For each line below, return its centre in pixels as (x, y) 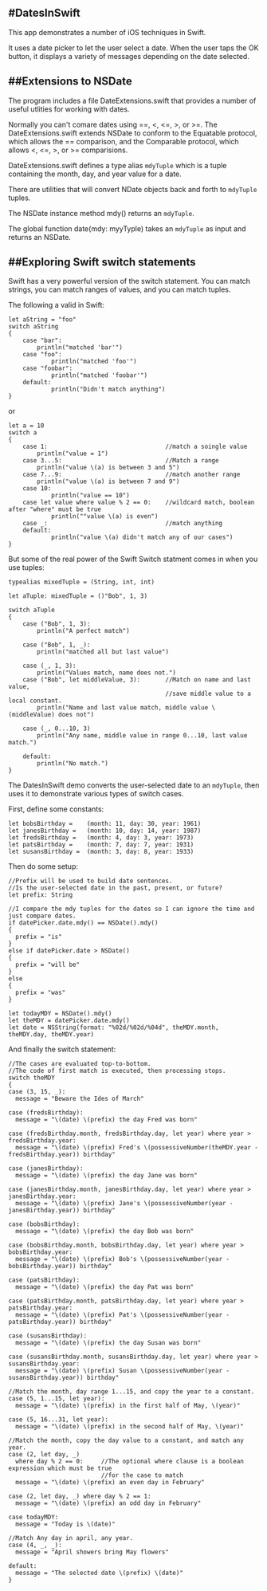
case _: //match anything (123, 524)
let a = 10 (26, 426)
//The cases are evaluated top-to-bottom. (80, 1064)
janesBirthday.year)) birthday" (62, 1211)
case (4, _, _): (35, 1546)
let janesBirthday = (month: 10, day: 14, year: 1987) (105, 831)
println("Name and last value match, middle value (123, 708)
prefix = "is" (39, 937)
